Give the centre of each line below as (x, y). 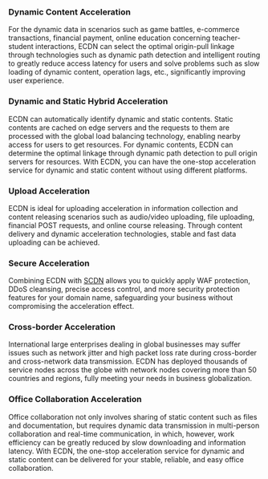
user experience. (36, 81)
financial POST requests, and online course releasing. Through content (126, 225)
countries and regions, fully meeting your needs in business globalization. (130, 379)
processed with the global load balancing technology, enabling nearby (124, 136)
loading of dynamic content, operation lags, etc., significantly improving (127, 72)
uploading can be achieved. (54, 242)
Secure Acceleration (49, 263)
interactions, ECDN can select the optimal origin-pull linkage (135, 47)
